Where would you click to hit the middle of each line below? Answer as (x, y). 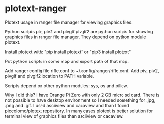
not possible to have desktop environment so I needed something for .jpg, (80, 100)
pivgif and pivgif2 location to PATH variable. (50, 76)
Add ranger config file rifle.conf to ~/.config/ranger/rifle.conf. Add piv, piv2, (82, 71)
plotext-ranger (36, 9)
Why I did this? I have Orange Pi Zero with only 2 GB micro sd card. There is (82, 95)
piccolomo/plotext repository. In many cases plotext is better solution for (79, 111)
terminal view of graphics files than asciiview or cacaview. (64, 116)
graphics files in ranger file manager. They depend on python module (76, 37)
